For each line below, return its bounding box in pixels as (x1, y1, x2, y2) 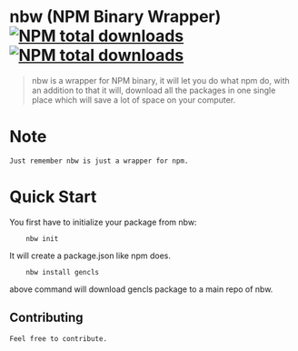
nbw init (25, 234, 59, 243)
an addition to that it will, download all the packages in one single (31, 85, 276, 95)
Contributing (9, 310, 84, 326)
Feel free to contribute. (9, 334, 107, 343)
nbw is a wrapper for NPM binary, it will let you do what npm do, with (31, 75, 291, 85)
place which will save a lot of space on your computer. (31, 94, 236, 105)
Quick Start (9, 186, 97, 207)
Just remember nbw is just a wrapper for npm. (9, 156, 189, 165)
